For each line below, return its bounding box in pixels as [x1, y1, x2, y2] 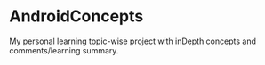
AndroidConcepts [9, 6, 144, 27]
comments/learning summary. [9, 45, 119, 55]
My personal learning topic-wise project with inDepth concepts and [9, 36, 256, 46]
